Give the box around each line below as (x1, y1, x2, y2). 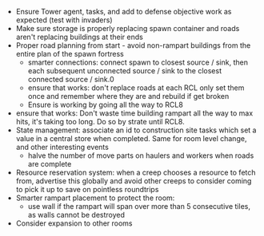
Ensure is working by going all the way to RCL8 (27, 100, 184, 109)
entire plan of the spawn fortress (15, 49, 124, 58)
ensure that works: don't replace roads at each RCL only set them (27, 83, 245, 92)
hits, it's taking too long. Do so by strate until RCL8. (15, 117, 186, 126)
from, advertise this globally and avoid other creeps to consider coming (15, 176, 252, 186)
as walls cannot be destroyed (27, 210, 126, 219)
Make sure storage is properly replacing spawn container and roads (15, 24, 240, 33)
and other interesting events (15, 143, 110, 151)
